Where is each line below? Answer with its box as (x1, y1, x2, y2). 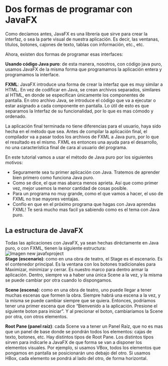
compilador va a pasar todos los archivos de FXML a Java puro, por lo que (5, 134, 159, 140)
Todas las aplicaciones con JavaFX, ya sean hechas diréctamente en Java (5, 239, 159, 246)
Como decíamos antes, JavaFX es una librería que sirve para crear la (5, 31, 148, 37)
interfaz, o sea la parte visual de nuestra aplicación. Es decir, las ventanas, (5, 36, 159, 42)
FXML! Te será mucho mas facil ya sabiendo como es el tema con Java (12, 206, 159, 212)
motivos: (5, 159, 24, 165)
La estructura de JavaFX (5, 226, 84, 235)
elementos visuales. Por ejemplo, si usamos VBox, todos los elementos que (5, 344, 161, 350)
